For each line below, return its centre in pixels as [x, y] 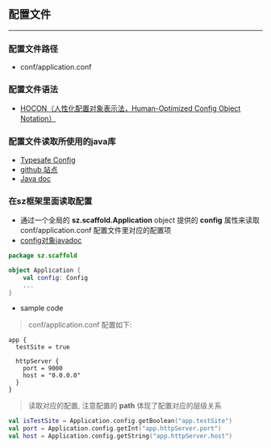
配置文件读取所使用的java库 [62, 142]
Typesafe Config [48, 159]
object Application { [45, 270]
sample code [42, 308]
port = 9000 [43, 369]
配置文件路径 [33, 49]
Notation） [38, 119]
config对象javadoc [51, 240]
